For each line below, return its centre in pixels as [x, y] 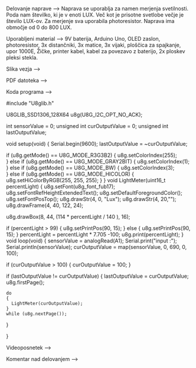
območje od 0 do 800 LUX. [39, 27]
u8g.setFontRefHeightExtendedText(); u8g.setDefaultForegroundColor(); [94, 193]
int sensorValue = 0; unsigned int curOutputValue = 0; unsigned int [87, 126]
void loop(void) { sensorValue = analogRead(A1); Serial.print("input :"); [92, 241]
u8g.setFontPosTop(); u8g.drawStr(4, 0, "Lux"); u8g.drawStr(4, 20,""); [91, 199]
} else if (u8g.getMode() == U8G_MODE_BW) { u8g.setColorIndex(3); [90, 168]
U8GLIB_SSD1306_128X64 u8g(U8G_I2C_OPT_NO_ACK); [74, 115]
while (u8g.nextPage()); [37, 314]
